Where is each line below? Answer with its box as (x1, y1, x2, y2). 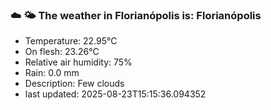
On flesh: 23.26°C (24, 46, 100, 58)
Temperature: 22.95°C (24, 35, 118, 47)
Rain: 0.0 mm (24, 67, 80, 79)
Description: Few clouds (24, 78, 125, 90)
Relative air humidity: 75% (24, 56, 133, 68)
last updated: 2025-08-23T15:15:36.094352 (24, 88, 207, 100)
